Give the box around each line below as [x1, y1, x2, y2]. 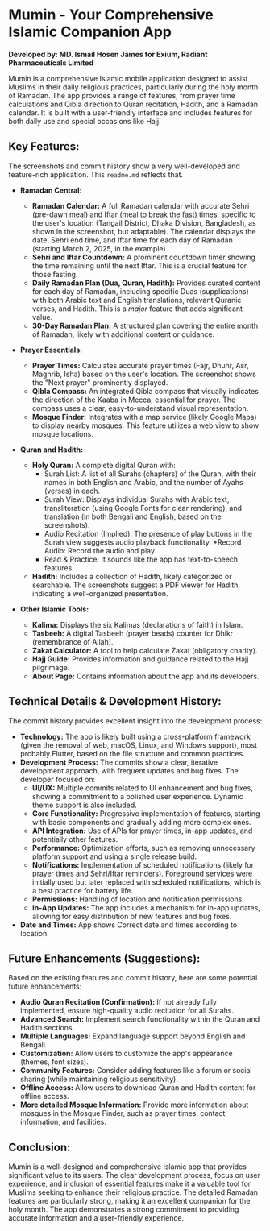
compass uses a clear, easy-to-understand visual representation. [31, 403, 249, 412]
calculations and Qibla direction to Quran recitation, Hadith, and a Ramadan [8, 99, 259, 109]
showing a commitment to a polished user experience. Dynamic [31, 791, 243, 801]
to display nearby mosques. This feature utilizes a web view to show [31, 421, 260, 430]
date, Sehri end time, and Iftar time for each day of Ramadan [31, 235, 234, 245]
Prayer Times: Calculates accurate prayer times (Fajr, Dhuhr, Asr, [31, 360, 249, 370]
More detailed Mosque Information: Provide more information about [19, 1100, 249, 1109]
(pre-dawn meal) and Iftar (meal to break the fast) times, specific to [31, 209, 256, 219]
